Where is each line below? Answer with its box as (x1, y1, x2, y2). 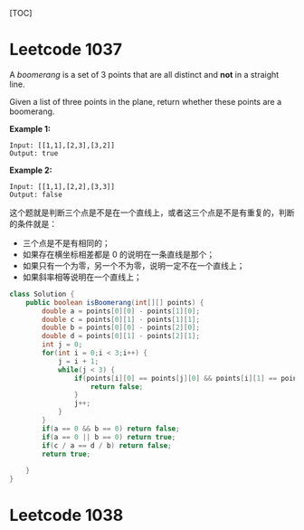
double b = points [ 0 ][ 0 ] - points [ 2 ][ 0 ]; (42, 323, 201, 333)
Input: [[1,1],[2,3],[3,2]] (9, 140, 116, 150)
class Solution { (9, 289, 75, 298)
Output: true (9, 148, 59, 157)
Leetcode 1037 (9, 40, 123, 60)
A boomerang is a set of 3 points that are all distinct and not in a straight (9, 69, 280, 80)
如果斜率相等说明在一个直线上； (22, 271, 142, 282)
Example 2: (9, 165, 52, 175)
